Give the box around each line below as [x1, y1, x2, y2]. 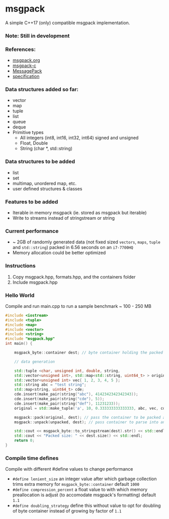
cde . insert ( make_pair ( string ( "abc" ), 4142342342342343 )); [14, 392, 138, 397]
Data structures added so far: [5, 86, 79, 93]
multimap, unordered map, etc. [12, 180, 77, 186]
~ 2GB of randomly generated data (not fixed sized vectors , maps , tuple [12, 239, 161, 245]
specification [12, 74, 40, 80]
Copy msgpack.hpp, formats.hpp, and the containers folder [12, 274, 136, 280]
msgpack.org [12, 57, 40, 63]
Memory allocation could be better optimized [12, 250, 106, 256]
